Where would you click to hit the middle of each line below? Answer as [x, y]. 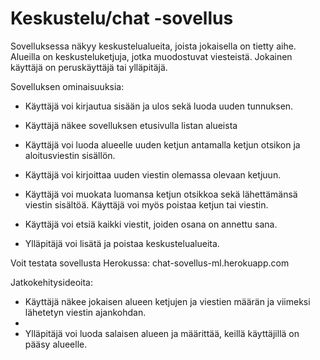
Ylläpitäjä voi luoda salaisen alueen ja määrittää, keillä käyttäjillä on [162, 333]
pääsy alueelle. [56, 344]
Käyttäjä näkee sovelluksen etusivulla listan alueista [131, 125]
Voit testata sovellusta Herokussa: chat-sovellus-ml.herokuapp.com [150, 263]
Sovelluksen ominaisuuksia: [67, 86]
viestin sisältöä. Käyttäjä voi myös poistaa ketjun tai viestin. [146, 204]
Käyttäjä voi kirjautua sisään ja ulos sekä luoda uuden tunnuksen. [159, 106]
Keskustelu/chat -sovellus [122, 18]
